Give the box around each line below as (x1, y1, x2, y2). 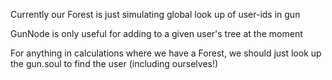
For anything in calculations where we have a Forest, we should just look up (10, 47, 322, 59)
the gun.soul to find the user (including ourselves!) (10, 58, 219, 69)
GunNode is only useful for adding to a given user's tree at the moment (10, 28, 303, 39)
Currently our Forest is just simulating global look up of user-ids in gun (10, 9, 301, 20)
